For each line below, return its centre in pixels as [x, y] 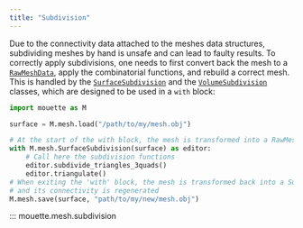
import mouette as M [48, 108]
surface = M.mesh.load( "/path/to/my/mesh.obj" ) [101, 124]
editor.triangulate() [66, 173]
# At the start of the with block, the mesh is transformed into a [139, 141]
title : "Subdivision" [50, 18]
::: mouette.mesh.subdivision [63, 216]
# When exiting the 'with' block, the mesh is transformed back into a [147, 182]
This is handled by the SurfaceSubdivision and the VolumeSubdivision [138, 81]
